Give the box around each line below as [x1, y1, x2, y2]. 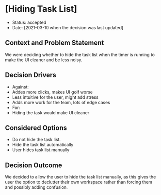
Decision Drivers [5, 71, 57, 79]
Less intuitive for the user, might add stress [12, 94, 98, 100]
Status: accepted [12, 19, 47, 25]
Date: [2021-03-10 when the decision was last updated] [12, 24, 124, 30]
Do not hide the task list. [12, 137, 61, 142]
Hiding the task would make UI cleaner [12, 109, 90, 115]
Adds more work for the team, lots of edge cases [12, 99, 111, 105]
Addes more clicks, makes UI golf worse [12, 89, 93, 95]
